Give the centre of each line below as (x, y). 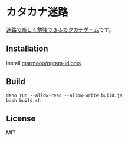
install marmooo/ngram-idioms (44, 63)
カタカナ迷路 (37, 12)
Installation (27, 49)
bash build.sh (24, 100)
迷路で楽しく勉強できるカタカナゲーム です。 (60, 30)
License (21, 118)
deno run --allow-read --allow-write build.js (64, 95)
